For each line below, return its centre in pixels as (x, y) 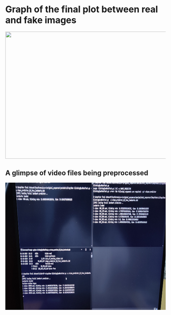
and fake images (41, 20)
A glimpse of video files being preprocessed (77, 173)
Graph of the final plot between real (82, 9)
